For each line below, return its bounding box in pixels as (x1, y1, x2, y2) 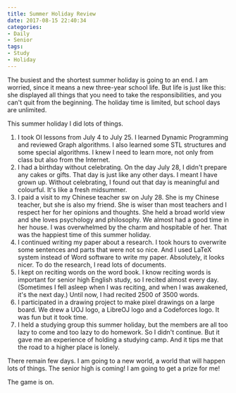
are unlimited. (7, 105, 47, 114)
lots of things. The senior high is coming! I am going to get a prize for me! (7, 364, 221, 373)
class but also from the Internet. (17, 155, 111, 164)
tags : (7, 43, 23, 50)
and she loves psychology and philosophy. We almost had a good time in (17, 215, 229, 224)
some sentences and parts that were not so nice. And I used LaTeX (17, 245, 212, 254)
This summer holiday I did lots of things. (7, 119, 123, 128)
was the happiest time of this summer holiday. (17, 230, 151, 238)
